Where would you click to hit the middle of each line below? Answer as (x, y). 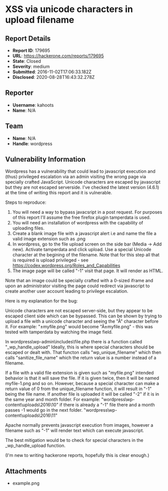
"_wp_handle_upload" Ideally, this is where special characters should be (80, 347)
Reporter (19, 93)
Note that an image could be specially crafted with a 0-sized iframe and (79, 281)
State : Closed (27, 61)
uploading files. (28, 228)
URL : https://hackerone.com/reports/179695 (58, 56)
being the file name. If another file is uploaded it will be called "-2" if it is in (82, 394)
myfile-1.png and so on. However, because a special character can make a (82, 384)
